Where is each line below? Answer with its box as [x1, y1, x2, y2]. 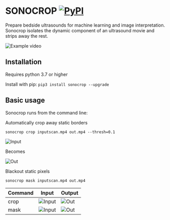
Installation [5, 58, 42, 67]
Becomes [5, 148, 26, 155]
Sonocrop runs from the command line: [5, 109, 88, 116]
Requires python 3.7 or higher [5, 71, 68, 77]
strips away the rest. [5, 33, 48, 39]
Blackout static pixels [5, 168, 50, 174]
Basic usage [5, 96, 45, 105]
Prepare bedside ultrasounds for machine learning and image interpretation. [5, 22, 165, 28]
